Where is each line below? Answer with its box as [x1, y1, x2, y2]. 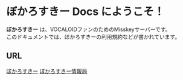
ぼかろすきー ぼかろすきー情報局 [6, 67, 88, 75]
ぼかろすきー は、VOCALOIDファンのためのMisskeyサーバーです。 [6, 26, 171, 33]
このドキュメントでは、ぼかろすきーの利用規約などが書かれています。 [6, 33, 181, 40]
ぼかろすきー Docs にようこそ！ [6, 5, 165, 19]
